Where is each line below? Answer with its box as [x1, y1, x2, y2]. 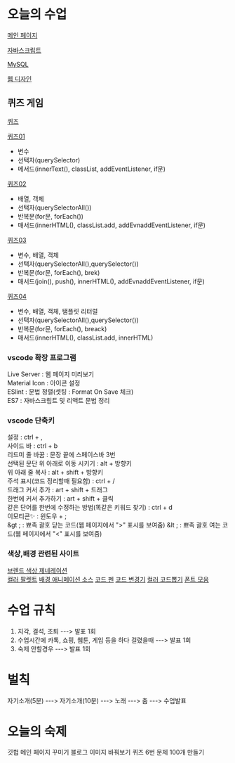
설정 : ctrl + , [7, 433, 43, 442]
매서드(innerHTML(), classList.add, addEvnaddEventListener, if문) [17, 221, 206, 229]
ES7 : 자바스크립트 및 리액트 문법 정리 [7, 397, 110, 405]
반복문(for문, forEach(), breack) [17, 324, 107, 333]
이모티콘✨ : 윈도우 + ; [7, 512, 67, 520]
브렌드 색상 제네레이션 [7, 566, 68, 575]
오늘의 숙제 [7, 724, 67, 739]
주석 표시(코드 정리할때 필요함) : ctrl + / [7, 477, 116, 485]
